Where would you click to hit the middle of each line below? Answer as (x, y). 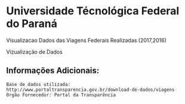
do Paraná (32, 24)
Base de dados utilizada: (38, 84)
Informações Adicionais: (53, 71)
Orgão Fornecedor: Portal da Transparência (61, 95)
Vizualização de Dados (34, 51)
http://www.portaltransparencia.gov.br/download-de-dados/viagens (90, 90)
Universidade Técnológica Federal (93, 11)
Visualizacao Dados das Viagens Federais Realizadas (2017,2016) (87, 40)
